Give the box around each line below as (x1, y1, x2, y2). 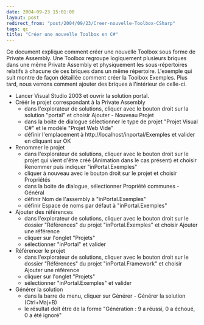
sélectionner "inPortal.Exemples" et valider (24, 279, 132, 287)
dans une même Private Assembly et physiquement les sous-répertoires (6, 61, 188, 69)
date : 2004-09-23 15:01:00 (6, 9, 75, 15)
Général (24, 189, 44, 196)
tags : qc (6, 26, 29, 32)
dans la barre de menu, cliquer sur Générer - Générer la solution (24, 292, 186, 299)
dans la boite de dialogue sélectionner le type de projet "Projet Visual (24, 118, 198, 125)
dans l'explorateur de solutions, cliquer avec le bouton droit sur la (24, 105, 189, 112)
